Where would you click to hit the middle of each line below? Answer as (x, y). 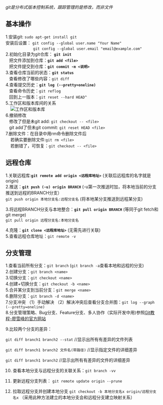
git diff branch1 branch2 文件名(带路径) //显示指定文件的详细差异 (72, 350)
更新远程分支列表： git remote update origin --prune (67, 381)
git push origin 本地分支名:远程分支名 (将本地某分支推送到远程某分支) (74, 199)
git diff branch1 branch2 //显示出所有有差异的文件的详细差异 (68, 360)
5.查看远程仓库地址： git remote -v (41, 236)
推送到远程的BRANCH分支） (34, 192)
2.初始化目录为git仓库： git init (39, 54)
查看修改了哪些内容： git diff (39, 78)
